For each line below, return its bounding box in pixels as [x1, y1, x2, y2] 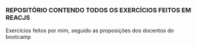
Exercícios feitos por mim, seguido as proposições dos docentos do [5, 27, 174, 34]
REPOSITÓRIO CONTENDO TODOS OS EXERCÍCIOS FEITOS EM [5, 6, 192, 14]
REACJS [5, 13, 31, 22]
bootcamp [5, 33, 31, 41]
